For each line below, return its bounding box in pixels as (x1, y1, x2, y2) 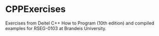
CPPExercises (5, 3, 66, 15)
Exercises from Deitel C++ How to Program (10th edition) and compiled (5, 20, 154, 26)
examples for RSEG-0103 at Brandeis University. (5, 25, 107, 31)
